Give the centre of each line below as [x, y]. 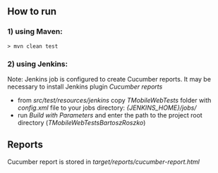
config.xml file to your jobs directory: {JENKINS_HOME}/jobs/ [107, 108]
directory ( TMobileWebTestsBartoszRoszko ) [81, 122]
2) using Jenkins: [38, 64]
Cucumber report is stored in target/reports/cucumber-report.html [103, 162]
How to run [32, 12]
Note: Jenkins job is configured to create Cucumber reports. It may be [109, 79]
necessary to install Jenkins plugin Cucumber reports [85, 86]
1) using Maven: [35, 32]
